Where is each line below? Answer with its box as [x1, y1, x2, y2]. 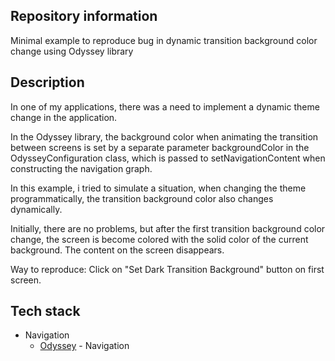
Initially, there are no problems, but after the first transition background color [10, 222, 326, 234]
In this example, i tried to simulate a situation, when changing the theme [10, 182, 307, 194]
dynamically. [10, 203, 63, 215]
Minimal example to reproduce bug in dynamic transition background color [10, 34, 318, 46]
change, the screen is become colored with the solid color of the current [10, 233, 309, 245]
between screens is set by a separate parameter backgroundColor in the [10, 141, 310, 153]
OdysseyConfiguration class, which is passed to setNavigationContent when [10, 152, 326, 164]
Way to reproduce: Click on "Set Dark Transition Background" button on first [10, 263, 325, 275]
